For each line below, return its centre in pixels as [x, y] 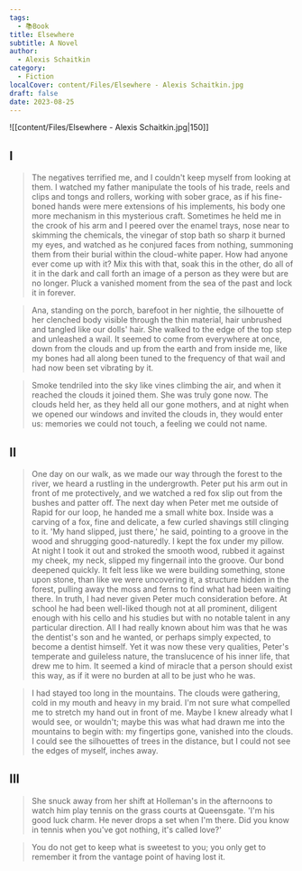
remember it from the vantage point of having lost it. [128, 857]
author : [24, 52]
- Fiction [36, 77]
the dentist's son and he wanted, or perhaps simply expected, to [151, 637]
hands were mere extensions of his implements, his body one [171, 206]
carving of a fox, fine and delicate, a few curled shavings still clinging [160, 522]
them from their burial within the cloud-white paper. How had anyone [160, 255]
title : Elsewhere [42, 34]
